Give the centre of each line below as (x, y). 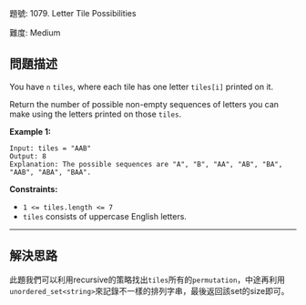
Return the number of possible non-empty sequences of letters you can (144, 104)
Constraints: (34, 188)
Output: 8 (28, 156)
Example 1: (31, 131)
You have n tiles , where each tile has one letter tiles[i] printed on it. (142, 86)
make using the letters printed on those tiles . (96, 114)
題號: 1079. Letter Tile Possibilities (73, 13)
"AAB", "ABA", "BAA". (51, 172)
